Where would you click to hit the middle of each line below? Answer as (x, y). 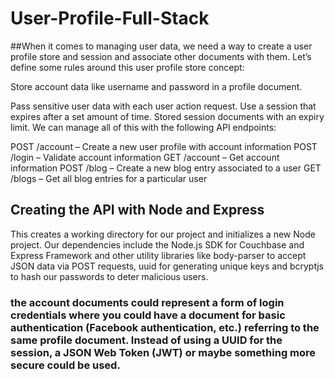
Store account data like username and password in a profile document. (156, 86)
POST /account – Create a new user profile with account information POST (164, 146)
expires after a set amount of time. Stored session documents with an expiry (167, 116)
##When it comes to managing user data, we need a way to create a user (161, 46)
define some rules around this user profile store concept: (127, 67)
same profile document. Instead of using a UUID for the (146, 340)
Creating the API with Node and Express (137, 210)
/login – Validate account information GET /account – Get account (145, 157)
